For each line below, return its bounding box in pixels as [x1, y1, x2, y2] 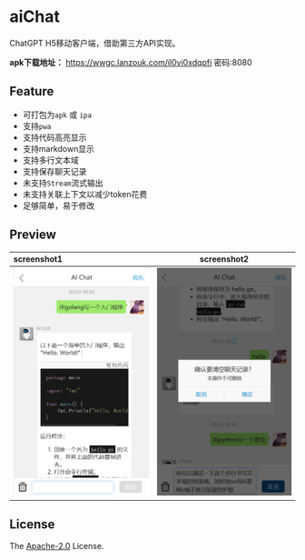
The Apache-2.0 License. [9, 541, 104, 552]
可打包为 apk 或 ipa [22, 109, 93, 120]
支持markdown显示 [22, 143, 95, 154]
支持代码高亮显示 [22, 132, 87, 143]
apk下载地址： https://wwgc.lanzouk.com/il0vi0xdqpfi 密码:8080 [9, 56, 252, 67]
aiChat [9, 6, 61, 27]
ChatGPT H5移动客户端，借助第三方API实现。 [9, 37, 181, 48]
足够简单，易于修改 [22, 200, 95, 211]
